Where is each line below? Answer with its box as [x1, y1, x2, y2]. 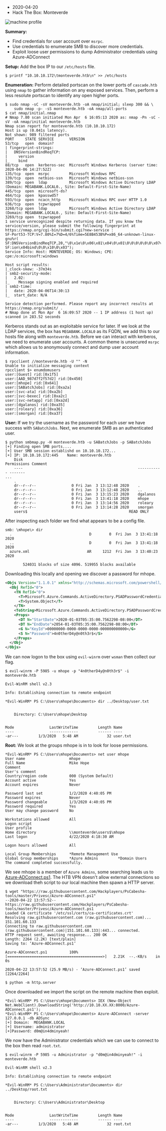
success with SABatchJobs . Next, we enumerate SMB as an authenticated [5, 425, 153, 431]
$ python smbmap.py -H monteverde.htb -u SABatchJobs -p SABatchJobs [5, 440, 152, 445]
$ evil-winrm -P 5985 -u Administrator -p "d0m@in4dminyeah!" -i [5, 1052, 142, 1057]
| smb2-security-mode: [5, 271, 52, 276]
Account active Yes [5, 778, 77, 783]
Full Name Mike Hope [5, 760, 90, 766]
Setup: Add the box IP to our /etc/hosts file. [5, 64, 95, 69]
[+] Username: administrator [5, 1024, 65, 1029]
